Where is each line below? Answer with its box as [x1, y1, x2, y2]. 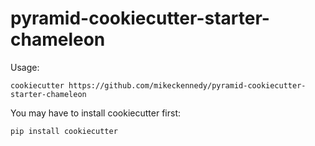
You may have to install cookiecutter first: [10, 107, 181, 119]
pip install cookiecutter [10, 126, 118, 136]
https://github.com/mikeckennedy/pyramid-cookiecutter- [68, 80, 307, 91]
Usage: [10, 61, 40, 73]
